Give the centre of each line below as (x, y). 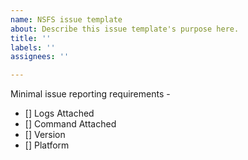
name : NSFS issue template (66, 19)
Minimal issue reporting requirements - (90, 94)
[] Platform (47, 145)
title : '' (31, 38)
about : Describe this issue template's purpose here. (125, 29)
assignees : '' (40, 57)
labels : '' (33, 47)
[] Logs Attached (59, 113)
